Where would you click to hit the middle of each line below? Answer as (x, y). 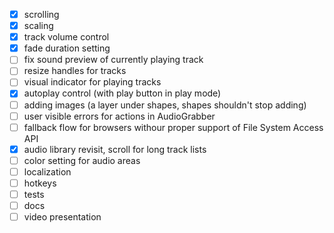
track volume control (66, 37)
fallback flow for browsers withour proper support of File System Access (173, 127)
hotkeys (40, 183)
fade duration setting (67, 48)
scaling (38, 26)
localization (47, 171)
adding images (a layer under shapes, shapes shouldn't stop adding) (165, 105)
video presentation (62, 217)
